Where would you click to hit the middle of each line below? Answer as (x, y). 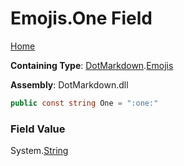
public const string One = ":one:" (84, 103)
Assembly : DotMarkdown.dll (69, 84)
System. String (39, 151)
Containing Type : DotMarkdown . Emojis (92, 65)
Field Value (38, 129)
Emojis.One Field (81, 18)
